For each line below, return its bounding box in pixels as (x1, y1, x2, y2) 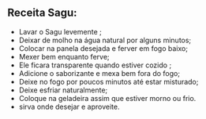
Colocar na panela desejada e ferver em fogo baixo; (18, 43, 189, 53)
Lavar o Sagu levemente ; (18, 27, 102, 36)
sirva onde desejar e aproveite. (18, 102, 120, 111)
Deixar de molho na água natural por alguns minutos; (18, 35, 192, 45)
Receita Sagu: (7, 6, 77, 20)
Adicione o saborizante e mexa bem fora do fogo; (18, 68, 181, 78)
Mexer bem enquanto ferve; (18, 52, 110, 61)
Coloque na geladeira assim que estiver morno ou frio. (18, 93, 197, 103)
